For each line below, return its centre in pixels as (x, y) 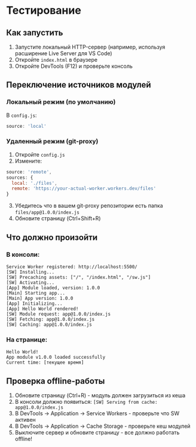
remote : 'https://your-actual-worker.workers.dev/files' (84, 189)
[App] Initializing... (34, 304)
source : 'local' (26, 126)
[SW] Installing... (30, 272)
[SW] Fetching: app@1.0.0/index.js (50, 319)
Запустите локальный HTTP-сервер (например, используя (90, 47)
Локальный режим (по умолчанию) (61, 102)
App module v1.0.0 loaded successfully (56, 358)
